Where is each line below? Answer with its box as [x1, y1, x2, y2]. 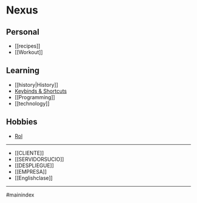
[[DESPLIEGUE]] [14, 162, 55, 169]
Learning [6, 66, 40, 76]
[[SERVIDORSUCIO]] [14, 155, 64, 163]
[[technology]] [14, 100, 50, 107]
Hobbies [6, 117, 38, 127]
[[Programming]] [14, 93, 56, 100]
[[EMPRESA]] [14, 168, 47, 175]
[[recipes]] [14, 42, 40, 49]
